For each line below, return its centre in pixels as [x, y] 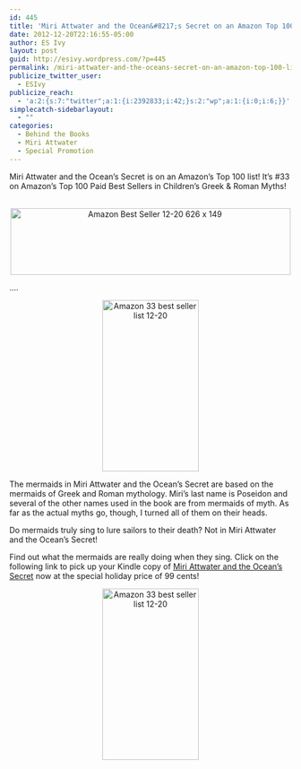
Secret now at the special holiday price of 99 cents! [104, 575]
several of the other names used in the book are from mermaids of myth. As [149, 503]
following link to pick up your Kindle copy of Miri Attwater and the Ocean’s [146, 566]
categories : [31, 126]
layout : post [34, 51]
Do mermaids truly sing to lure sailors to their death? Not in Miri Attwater [143, 530]
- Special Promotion [56, 151]
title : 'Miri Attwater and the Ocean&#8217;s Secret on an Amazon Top [144, 26]
